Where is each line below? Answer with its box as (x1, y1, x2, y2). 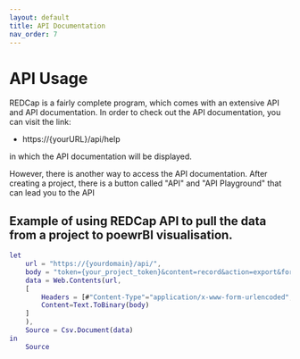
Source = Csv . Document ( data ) (25, 326, 134, 335)
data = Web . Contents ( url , (25, 276, 122, 285)
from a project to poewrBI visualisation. (9, 227, 234, 242)
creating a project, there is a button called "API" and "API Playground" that (9, 178, 282, 188)
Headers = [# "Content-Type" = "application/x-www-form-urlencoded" (41, 292, 290, 302)
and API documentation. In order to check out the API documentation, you (9, 107, 281, 118)
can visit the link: (9, 117, 71, 128)
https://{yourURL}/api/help (21, 134, 121, 145)
